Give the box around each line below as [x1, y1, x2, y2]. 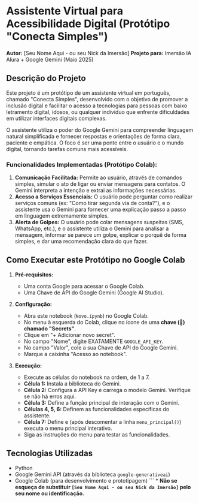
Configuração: [14, 300, 52, 308]
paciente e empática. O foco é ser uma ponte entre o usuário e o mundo [6, 139, 184, 146]
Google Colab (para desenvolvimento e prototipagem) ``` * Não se [14, 477, 177, 484]
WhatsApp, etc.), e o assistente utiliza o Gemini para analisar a [14, 225, 169, 232]
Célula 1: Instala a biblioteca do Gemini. [23, 379, 121, 387]
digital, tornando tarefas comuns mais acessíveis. [6, 145, 128, 152]
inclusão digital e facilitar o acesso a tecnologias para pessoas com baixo [6, 102, 188, 109]
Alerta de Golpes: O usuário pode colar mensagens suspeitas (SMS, [14, 219, 184, 226]
